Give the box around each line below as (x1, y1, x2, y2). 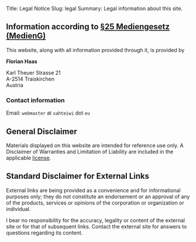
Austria (6, 81, 23, 88)
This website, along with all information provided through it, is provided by (6, 46, 185, 53)
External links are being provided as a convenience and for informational (6, 186, 181, 193)
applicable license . (6, 154, 51, 161)
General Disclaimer (6, 126, 77, 136)
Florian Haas (6, 58, 37, 65)
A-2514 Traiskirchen (6, 75, 54, 82)
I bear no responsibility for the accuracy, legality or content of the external (6, 216, 185, 224)
